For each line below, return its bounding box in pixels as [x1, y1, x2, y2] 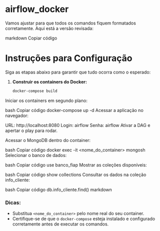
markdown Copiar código [5, 35, 57, 41]
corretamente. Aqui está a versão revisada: [5, 25, 94, 31]
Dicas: [5, 199, 21, 206]
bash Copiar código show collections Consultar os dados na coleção [5, 171, 147, 177]
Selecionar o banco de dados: [5, 152, 67, 158]
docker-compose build [12, 88, 57, 93]
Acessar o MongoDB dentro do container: [5, 137, 91, 143]
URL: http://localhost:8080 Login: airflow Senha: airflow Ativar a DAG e [5, 122, 151, 128]
